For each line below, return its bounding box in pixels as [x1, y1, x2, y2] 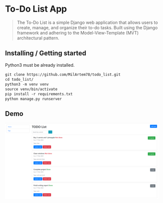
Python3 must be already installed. [5, 62, 75, 68]
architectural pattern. [17, 35, 59, 41]
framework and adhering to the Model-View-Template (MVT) [17, 30, 139, 36]
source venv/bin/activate [5, 87, 57, 92]
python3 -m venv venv [5, 82, 49, 87]
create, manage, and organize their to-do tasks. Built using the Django [17, 24, 158, 30]
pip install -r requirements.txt [5, 92, 73, 96]
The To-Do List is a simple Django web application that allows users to [17, 19, 158, 25]
